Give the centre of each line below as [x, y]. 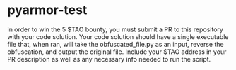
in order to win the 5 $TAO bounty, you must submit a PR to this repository [116, 29]
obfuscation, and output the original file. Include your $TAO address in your [117, 52]
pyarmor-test [47, 10]
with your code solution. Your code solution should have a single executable [118, 36]
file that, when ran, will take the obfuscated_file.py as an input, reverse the [116, 44]
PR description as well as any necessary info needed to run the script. [109, 59]
